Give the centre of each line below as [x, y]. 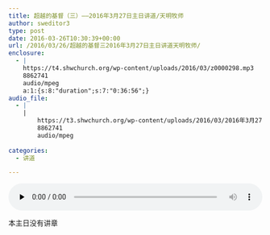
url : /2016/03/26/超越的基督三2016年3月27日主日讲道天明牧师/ [105, 46]
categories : [28, 150]
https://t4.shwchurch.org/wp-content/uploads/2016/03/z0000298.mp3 [138, 68]
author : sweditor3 [39, 23]
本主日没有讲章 [33, 223]
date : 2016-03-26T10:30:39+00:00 [64, 38]
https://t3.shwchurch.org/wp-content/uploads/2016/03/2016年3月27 [150, 121]
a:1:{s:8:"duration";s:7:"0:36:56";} [86, 91]
